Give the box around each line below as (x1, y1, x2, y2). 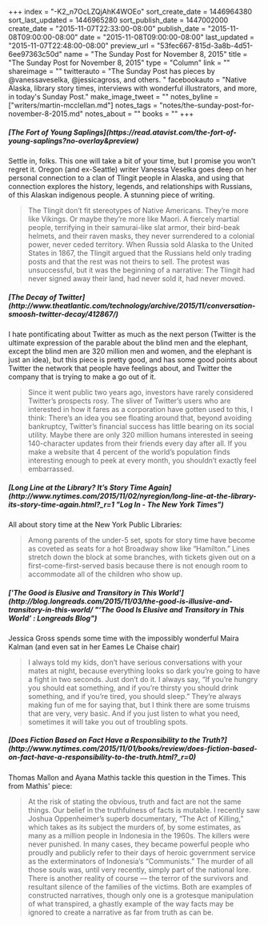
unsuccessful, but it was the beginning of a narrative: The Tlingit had (27, 265, 255, 275)
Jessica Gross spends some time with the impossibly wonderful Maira (8, 633, 239, 643)
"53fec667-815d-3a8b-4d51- (157, 41, 254, 50)
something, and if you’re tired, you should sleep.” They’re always (27, 691, 242, 701)
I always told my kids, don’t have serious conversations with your (27, 657, 242, 667)
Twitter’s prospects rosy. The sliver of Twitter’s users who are (27, 396, 231, 406)
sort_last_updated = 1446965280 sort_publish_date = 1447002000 (8, 15, 229, 25)
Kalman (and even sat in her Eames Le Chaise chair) (8, 641, 180, 652)
